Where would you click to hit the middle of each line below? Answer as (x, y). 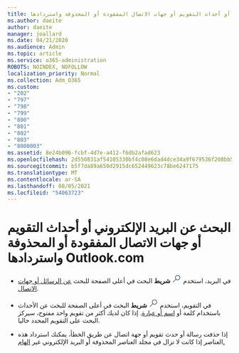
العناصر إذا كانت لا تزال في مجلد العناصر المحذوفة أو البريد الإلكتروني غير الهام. (121, 342)
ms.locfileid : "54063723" (46, 193)
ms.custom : (23, 87)
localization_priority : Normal (54, 73)
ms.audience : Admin (36, 47)
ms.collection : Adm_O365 (44, 80)
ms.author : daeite (34, 21)
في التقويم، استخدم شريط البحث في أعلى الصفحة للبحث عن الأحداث (115, 305)
